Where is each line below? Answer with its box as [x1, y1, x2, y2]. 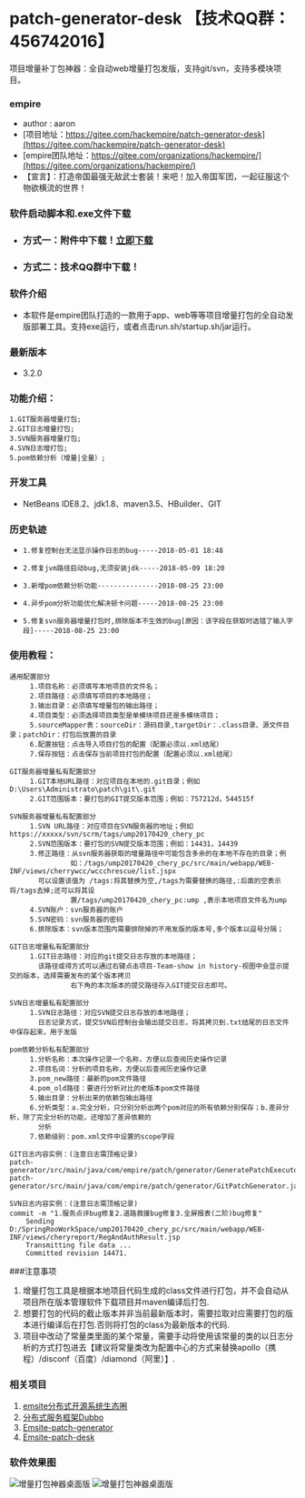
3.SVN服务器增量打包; [9, 434, 82, 443]
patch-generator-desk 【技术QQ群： [9, 8, 290, 29]
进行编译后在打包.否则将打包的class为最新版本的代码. [30, 1319, 230, 1330]
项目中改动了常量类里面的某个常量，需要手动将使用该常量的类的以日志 [22, 1330, 286, 1342]
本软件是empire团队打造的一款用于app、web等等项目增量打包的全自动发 [22, 310, 294, 321]
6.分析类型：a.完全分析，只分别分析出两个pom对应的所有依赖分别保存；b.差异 [29, 1102, 283, 1112]
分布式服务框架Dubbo [22, 1412, 104, 1423]
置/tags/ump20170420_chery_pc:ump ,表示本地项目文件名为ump [70, 895, 288, 905]
